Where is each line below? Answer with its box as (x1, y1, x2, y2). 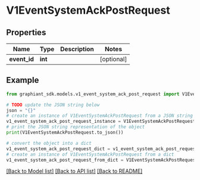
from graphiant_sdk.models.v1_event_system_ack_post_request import (6, 91, 180, 97)
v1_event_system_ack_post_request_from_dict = (6, 157, 124, 163)
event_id (9, 55, 35, 63)
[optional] (99, 55, 127, 63)
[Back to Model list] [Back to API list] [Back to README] (6, 167, 143, 175)
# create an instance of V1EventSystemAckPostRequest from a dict (6, 151, 174, 157)
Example (6, 75, 39, 85)
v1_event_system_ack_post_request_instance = (6, 119, 121, 125)
